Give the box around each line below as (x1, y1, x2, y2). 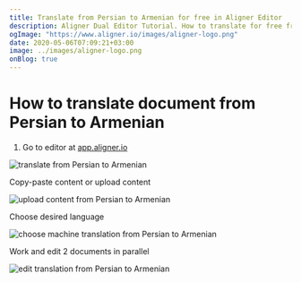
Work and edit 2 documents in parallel (9, 245, 150, 256)
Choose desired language (9, 211, 105, 222)
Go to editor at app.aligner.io (21, 141, 128, 152)
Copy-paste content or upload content (9, 176, 151, 187)
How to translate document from (9, 93, 256, 114)
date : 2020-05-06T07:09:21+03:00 (9, 38, 134, 47)
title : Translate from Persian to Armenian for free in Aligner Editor (9, 13, 282, 22)
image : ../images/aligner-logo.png (9, 47, 142, 56)
